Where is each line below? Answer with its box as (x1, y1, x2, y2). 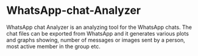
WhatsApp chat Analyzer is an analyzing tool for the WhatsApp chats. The (6, 23, 193, 31)
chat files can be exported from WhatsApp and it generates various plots (6, 30, 189, 37)
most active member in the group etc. (6, 43, 101, 50)
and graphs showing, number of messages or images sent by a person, (6, 36, 185, 43)
